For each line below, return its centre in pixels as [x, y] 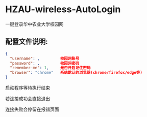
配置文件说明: [27, 42]
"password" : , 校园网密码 [45, 63]
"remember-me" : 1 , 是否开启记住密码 [50, 68]
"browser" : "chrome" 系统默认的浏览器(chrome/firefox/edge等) [76, 73]
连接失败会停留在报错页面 [32, 109]
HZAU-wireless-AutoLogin [63, 9]
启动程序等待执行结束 [28, 88]
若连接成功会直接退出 [28, 98]
